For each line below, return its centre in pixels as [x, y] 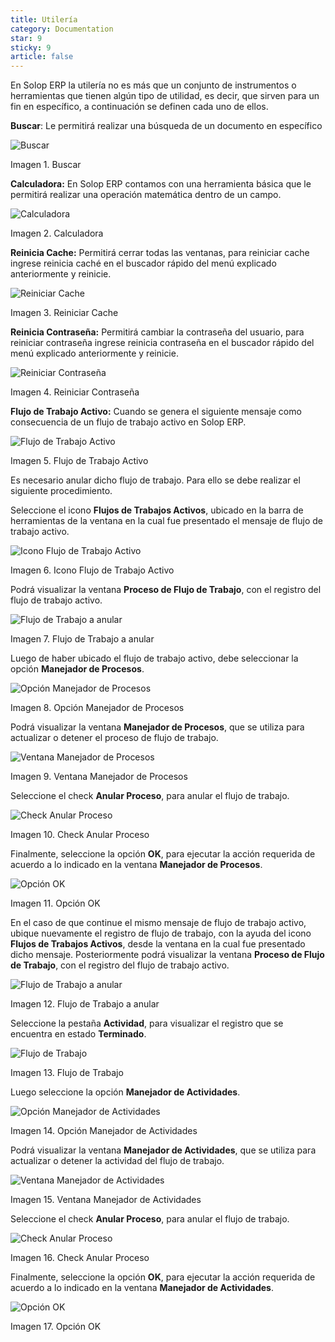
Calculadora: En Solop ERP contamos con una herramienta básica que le [161, 184]
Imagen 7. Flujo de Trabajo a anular [82, 639]
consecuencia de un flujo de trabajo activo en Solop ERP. [128, 422]
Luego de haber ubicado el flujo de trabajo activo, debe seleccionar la [154, 658]
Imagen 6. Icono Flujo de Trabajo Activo [92, 570]
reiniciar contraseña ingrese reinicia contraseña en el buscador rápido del [162, 343]
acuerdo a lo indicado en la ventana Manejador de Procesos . [136, 865]
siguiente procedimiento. [61, 491]
